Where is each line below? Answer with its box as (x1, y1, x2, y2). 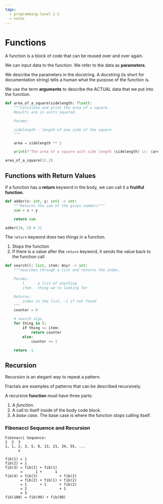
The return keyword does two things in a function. (5, 234, 106, 240)
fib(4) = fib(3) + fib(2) (5, 473, 77, 479)
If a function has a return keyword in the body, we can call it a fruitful (5, 185, 145, 190)
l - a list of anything (22, 281, 77, 286)
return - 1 (14, 347, 34, 353)
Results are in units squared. (14, 110, 77, 115)
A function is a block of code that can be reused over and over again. (5, 53, 144, 59)
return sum (14, 217, 36, 221)
